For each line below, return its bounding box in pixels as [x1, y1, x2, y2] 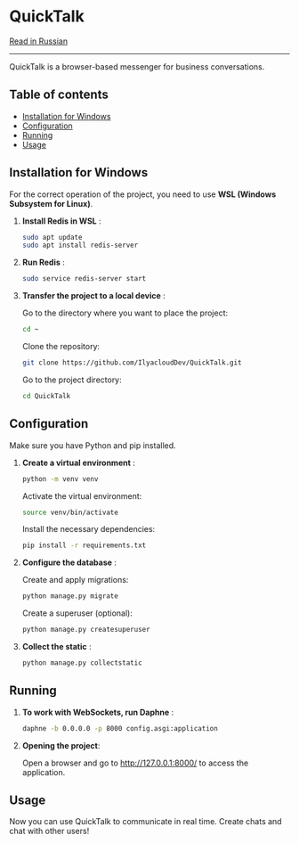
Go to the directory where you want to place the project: [21, 307, 229, 318]
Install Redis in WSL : [21, 216, 101, 226]
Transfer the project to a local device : [21, 291, 166, 301]
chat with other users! [9, 826, 90, 837]
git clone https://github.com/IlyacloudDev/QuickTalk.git [21, 358, 242, 367]
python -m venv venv [21, 474, 99, 483]
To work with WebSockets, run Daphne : [21, 707, 174, 717]
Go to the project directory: [21, 374, 122, 385]
